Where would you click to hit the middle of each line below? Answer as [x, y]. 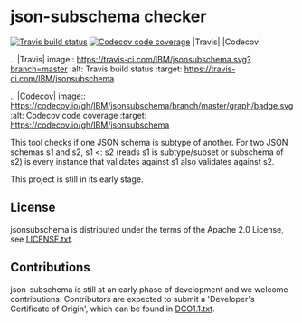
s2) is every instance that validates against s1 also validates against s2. [142, 161]
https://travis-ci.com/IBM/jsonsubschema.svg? [164, 59]
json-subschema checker [109, 17]
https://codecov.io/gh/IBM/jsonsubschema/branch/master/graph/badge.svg [152, 105]
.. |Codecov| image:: [48, 96]
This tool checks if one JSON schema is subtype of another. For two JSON [149, 142]
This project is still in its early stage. [77, 179]
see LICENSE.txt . [42, 239]
